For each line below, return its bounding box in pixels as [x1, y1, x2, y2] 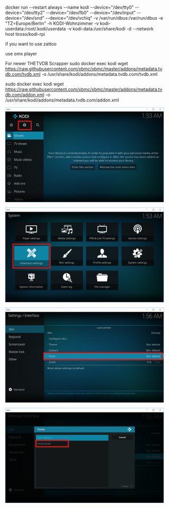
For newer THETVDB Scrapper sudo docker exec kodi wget [5, 61, 128, 66]
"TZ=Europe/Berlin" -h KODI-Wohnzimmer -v [5, 20, 99, 26]
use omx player [5, 50, 37, 57]
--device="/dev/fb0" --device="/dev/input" [46, 10, 136, 16]
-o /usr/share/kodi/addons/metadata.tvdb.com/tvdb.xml [41, 71, 157, 77]
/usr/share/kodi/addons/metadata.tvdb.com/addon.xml [5, 97, 119, 103]
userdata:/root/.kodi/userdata [5, 26, 66, 32]
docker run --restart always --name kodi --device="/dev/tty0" [5, 5, 134, 10]
